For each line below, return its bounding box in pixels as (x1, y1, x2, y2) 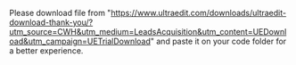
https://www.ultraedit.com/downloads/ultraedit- (111, 8, 287, 18)
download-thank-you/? (9, 17, 94, 28)
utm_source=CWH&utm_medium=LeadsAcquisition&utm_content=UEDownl (9, 27, 287, 37)
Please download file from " (9, 8, 111, 18)
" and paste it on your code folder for (150, 36, 287, 46)
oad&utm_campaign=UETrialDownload (9, 36, 152, 46)
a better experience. (9, 45, 84, 56)
